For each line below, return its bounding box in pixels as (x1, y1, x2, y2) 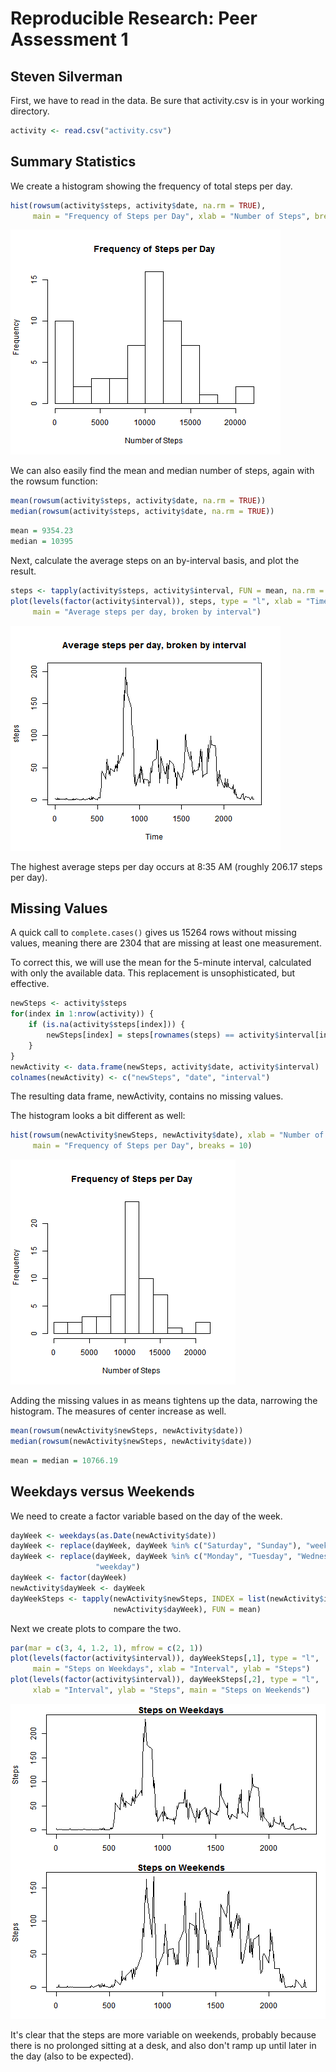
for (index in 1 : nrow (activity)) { (10, 1009, 155, 1019)
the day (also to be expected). (10, 2050, 135, 2062)
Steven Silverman (10, 68, 123, 85)
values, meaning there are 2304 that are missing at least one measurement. (10, 937, 322, 949)
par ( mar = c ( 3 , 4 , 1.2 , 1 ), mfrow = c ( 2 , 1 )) (10, 1643, 204, 1653)
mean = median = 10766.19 (10, 1455, 118, 1466)
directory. (10, 105, 50, 117)
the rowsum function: (10, 475, 98, 487)
